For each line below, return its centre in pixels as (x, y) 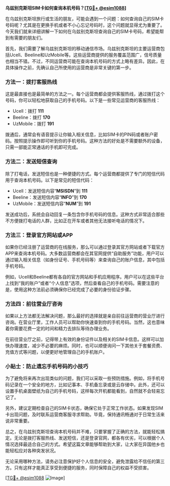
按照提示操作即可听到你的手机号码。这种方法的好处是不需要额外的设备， (89, 141)
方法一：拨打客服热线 (31, 82)
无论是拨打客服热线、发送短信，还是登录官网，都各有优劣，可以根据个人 (89, 438)
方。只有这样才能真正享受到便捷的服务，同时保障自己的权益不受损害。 (78, 468)
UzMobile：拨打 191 (33, 124)
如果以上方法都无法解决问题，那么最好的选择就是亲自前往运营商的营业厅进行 (85, 316)
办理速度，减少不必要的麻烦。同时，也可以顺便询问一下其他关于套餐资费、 (87, 346)
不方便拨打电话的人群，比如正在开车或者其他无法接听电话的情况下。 (76, 221)
